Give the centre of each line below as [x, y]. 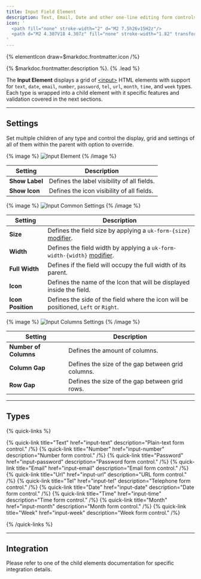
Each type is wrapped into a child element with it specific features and [93, 93]
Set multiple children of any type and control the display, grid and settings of [100, 138]
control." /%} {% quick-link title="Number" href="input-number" [85, 449]
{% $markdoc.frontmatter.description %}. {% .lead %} [73, 68]
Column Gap [28, 368]
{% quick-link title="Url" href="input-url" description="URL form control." [97, 474]
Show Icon [25, 191]
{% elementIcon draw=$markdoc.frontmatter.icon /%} [73, 57]
